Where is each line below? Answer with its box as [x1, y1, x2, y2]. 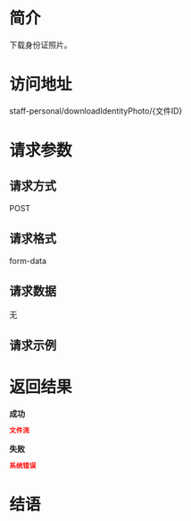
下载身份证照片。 [9, 39, 72, 50]
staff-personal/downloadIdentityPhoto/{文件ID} [9, 105, 183, 116]
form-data [9, 255, 47, 266]
